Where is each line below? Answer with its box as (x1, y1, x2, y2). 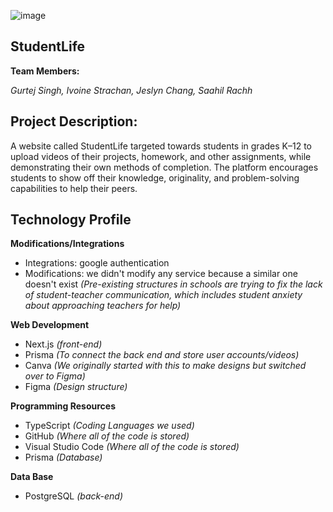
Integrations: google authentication (24, 257, 170, 269)
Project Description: (10, 113, 138, 130)
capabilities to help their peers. (10, 182, 138, 194)
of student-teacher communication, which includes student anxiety (24, 289, 303, 301)
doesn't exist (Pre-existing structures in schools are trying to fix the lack (24, 278, 323, 290)
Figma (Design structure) (24, 381, 128, 393)
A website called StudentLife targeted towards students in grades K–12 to (10, 140, 312, 152)
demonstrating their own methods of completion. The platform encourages (10, 161, 319, 173)
